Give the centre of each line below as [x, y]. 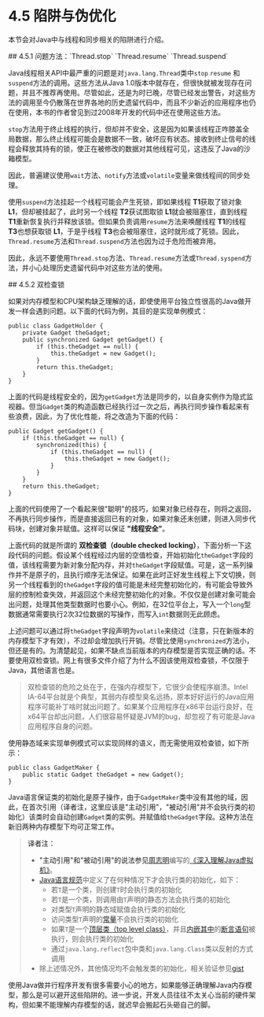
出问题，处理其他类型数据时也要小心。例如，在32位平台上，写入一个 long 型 [130, 604]
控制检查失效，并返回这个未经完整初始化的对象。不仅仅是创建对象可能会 [139, 594]
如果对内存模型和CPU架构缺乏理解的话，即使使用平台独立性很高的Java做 [126, 301]
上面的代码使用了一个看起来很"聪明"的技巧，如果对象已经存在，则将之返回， [132, 508]
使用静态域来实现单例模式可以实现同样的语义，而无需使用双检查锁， [118, 743]
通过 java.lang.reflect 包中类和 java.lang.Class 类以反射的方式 [152, 949]
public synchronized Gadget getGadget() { [93, 339]
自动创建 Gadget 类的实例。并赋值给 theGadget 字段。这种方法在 [155, 816]
